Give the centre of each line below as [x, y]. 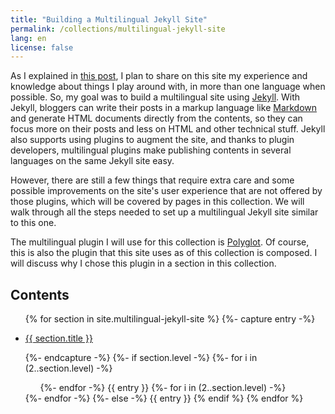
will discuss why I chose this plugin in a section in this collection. [143, 263]
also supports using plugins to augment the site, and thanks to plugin [152, 140]
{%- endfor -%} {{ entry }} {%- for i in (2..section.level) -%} [163, 388]
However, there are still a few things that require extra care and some [152, 180]
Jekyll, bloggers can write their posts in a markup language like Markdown [164, 108]
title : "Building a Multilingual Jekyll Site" [109, 19]
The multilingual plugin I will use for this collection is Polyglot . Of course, [160, 242]
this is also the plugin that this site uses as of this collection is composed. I [164, 253]
